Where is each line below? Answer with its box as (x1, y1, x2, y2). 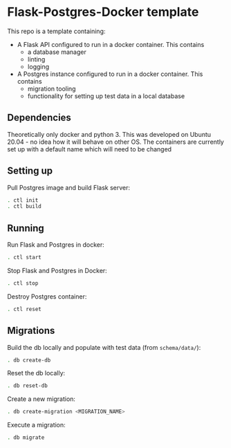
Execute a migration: (7, 421, 66, 429)
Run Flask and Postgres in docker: (7, 241, 105, 249)
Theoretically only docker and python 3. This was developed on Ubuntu (7, 130, 212, 138)
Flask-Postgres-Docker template (7, 4, 199, 20)
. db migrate (7, 434, 45, 441)
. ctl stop (7, 280, 39, 287)
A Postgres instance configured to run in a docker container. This (17, 70, 203, 78)
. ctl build (7, 203, 41, 210)
